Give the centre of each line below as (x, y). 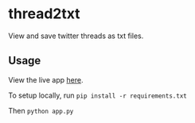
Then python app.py (41, 110)
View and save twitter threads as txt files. (76, 36)
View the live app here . (46, 79)
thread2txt (45, 14)
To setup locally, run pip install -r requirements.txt (97, 95)
